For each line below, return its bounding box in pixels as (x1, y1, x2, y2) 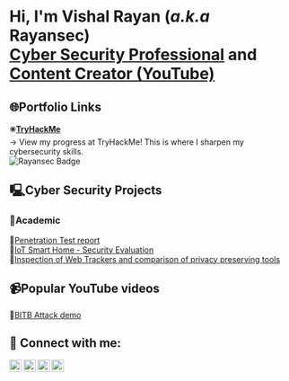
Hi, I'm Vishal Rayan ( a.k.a (9, 6, 211, 27)
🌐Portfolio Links (9, 99, 101, 114)
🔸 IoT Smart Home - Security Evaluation (9, 244, 154, 255)
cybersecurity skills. (9, 146, 83, 156)
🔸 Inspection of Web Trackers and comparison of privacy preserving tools (9, 253, 281, 264)
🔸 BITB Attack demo (9, 309, 82, 320)
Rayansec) (9, 25, 91, 46)
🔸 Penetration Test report (9, 235, 101, 245)
